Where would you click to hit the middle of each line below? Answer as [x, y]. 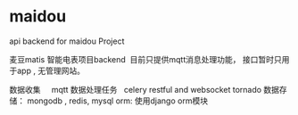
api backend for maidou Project [67, 41]
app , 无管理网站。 [50, 70]
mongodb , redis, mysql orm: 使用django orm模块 [117, 101]
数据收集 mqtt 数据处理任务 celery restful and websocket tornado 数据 [144, 89]
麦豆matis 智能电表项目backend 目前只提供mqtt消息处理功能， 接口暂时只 [146, 59]
